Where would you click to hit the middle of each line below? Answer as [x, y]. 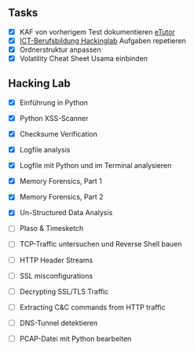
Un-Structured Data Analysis [66, 213]
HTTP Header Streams [56, 260]
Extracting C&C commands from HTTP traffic [93, 307]
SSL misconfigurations [56, 276]
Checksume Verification [59, 134]
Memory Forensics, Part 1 [60, 181]
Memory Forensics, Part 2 [61, 197]
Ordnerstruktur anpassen [60, 49]
